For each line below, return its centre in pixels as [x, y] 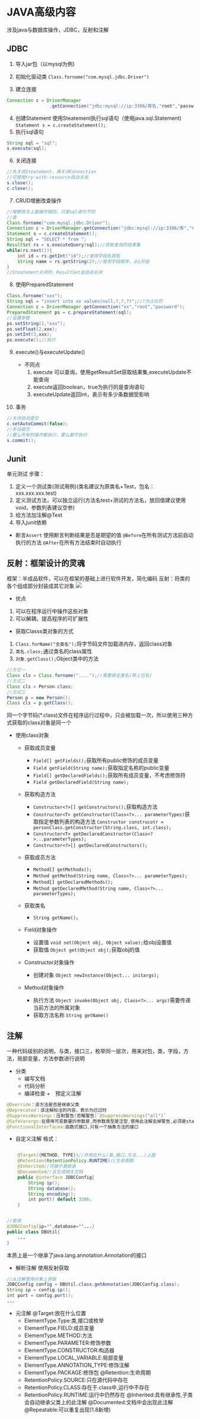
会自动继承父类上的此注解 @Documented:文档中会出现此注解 [99, 1402]
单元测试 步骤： [26, 474]
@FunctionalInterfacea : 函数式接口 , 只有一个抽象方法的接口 [73, 1127]
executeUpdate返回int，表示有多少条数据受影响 [91, 394]
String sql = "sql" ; [32, 143]
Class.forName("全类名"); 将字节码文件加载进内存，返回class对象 [94, 644]
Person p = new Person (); [39, 698]
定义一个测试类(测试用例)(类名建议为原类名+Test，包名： [85, 486]
